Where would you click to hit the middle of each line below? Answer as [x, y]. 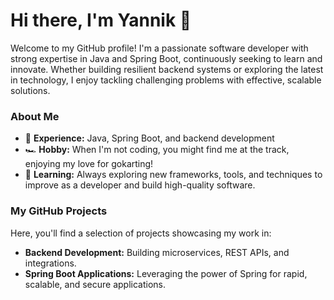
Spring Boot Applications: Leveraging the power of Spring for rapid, [166, 273]
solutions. [30, 90]
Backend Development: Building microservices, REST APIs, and [157, 252]
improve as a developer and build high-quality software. [140, 185]
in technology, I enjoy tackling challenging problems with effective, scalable [166, 80]
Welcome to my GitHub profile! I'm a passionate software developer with [159, 48]
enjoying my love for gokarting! [89, 164]
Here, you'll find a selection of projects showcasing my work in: [141, 233]
